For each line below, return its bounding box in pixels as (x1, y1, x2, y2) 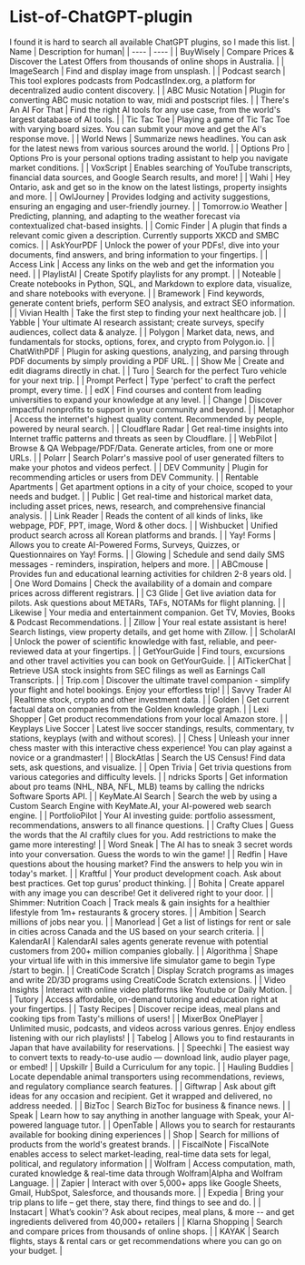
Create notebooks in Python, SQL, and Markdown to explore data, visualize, (9, 278, 292, 288)
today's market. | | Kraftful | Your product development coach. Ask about (9, 867, 281, 879)
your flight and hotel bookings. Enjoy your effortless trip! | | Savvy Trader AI (9, 684, 292, 695)
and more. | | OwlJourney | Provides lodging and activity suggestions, (9, 191, 271, 202)
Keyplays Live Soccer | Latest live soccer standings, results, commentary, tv (9, 723, 295, 734)
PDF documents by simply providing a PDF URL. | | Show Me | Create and (9, 355, 285, 366)
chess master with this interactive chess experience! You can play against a (9, 742, 292, 753)
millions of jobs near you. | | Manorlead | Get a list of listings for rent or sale (9, 916, 291, 927)
